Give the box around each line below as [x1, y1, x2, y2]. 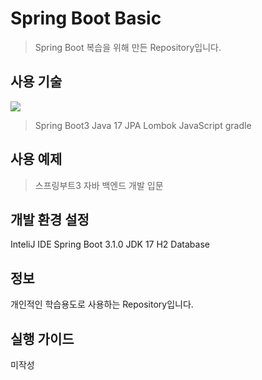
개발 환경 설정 [10, 211, 90, 228]
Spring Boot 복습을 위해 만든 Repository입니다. [34, 41, 222, 53]
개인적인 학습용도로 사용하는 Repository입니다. [10, 298, 194, 311]
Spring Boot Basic [10, 7, 162, 30]
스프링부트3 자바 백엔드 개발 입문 [34, 179, 164, 191]
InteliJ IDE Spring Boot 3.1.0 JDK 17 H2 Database [10, 238, 210, 251]
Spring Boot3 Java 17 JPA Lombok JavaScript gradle [34, 119, 252, 131]
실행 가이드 [10, 330, 75, 347]
